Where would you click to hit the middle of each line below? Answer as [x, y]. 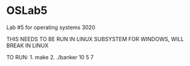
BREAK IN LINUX [27, 45]
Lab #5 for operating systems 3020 [51, 27]
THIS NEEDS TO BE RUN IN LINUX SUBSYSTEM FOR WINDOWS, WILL [95, 39]
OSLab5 [27, 11]
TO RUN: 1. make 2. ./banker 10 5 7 [50, 57]
